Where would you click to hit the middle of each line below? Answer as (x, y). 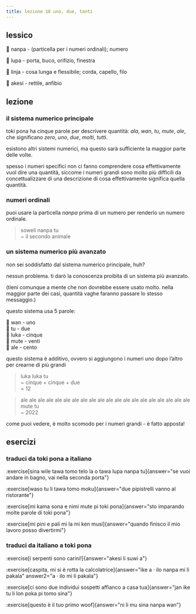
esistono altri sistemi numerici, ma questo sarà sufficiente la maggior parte (96, 149)
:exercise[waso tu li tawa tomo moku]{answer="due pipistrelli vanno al (91, 489)
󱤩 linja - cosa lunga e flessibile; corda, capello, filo (67, 72)
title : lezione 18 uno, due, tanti (49, 11)
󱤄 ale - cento (22, 347)
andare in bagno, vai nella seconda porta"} (58, 478)
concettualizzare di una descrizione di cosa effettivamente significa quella (96, 179)
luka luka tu (34, 376)
